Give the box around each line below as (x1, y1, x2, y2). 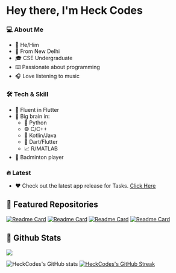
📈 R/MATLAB (24, 145, 58, 152)
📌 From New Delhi (14, 48, 60, 55)
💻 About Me (6, 25, 44, 34)
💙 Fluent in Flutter (14, 106, 59, 113)
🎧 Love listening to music (14, 73, 80, 80)
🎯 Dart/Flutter (24, 138, 58, 145)
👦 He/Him (14, 41, 39, 49)
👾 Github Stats (6, 233, 61, 244)
